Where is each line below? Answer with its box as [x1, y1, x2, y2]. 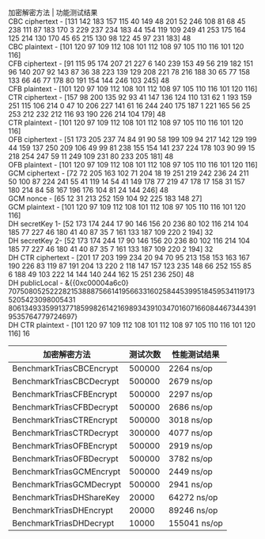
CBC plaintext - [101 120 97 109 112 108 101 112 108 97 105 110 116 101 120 [8, 42, 244, 51]
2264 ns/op [168, 363, 214, 374]
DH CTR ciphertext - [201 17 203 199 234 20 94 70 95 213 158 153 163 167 [8, 253, 251, 262]
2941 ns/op [168, 479, 214, 490]
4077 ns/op [168, 428, 214, 438]
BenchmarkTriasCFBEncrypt [12, 389, 118, 399]
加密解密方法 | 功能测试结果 [8, 8, 98, 17]
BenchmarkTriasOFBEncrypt [12, 441, 118, 451]
